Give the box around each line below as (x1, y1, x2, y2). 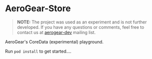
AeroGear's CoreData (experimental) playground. (5, 39, 104, 44)
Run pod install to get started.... (5, 48, 72, 54)
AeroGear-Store (5, 3, 71, 14)
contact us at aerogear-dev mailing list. (17, 29, 96, 35)
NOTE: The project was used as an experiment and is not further (17, 19, 147, 25)
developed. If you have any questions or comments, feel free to (17, 24, 145, 30)
